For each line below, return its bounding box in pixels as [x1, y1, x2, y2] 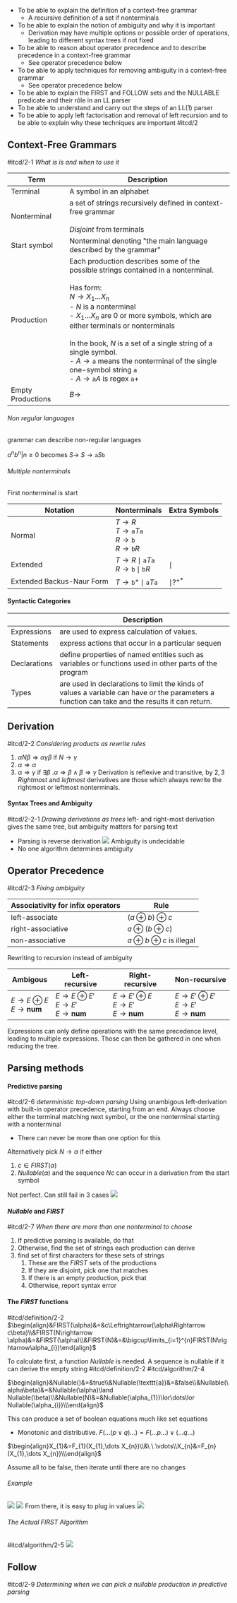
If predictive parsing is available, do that [17, 1236, 134, 1245]
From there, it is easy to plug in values [24, 1501, 135, 1510]
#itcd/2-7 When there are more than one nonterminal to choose [7, 1222, 193, 1231]
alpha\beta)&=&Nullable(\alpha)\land [7, 1385, 114, 1394]
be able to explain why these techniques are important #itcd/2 [17, 119, 199, 126]
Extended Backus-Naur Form [11, 576, 109, 586]
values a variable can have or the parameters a [59, 687, 215, 697]
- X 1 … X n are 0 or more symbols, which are [69, 311, 212, 322]
